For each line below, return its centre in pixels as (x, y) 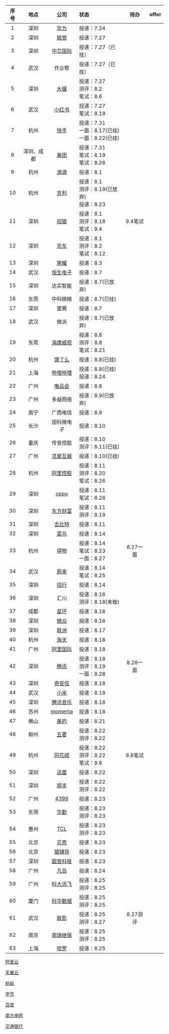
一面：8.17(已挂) (99, 131)
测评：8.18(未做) (99, 602)
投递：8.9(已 (94, 396)
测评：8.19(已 (96, 189)
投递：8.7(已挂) (98, 299)
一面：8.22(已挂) (99, 138)
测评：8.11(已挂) (99, 447)
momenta (62, 711)
